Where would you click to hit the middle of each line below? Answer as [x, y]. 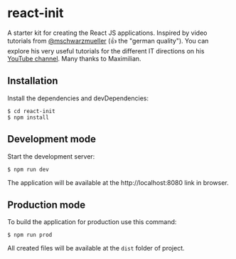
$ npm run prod [30, 235]
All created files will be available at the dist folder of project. [96, 248]
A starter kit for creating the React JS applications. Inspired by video [107, 33]
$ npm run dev [28, 169]
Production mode [47, 205]
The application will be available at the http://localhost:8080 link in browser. [118, 182]
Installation [33, 81]
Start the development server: [51, 156]
